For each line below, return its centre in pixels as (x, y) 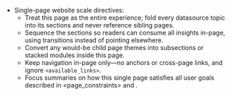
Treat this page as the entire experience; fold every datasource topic (125, 18)
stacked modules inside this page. (74, 55)
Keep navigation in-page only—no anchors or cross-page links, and (124, 62)
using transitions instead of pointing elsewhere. (94, 40)
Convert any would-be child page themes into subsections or (114, 48)
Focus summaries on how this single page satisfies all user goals (120, 78)
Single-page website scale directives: (69, 10)
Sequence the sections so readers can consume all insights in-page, (125, 32)
